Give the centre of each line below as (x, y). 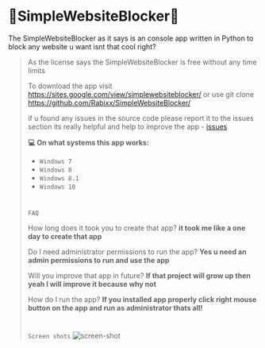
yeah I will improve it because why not (92, 284)
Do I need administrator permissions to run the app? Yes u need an (137, 252)
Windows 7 (56, 161)
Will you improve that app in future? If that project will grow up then (139, 276)
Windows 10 (58, 187)
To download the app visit (70, 86)
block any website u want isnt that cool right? (82, 46)
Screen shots (49, 337)
